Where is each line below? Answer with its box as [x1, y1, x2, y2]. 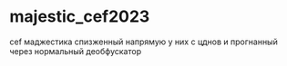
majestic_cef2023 [9, 6, 150, 27]
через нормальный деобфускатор [9, 45, 142, 56]
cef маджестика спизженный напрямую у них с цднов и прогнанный [9, 36, 278, 47]
